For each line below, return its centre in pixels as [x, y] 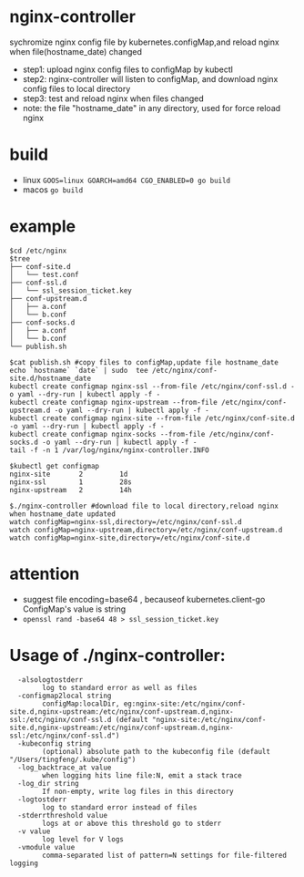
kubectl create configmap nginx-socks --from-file [107, 434]
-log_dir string [48, 783]
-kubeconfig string [55, 743]
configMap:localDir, [81, 704]
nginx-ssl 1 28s [71, 482]
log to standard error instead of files [120, 807]
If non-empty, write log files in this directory [138, 791]
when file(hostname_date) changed [76, 51]
